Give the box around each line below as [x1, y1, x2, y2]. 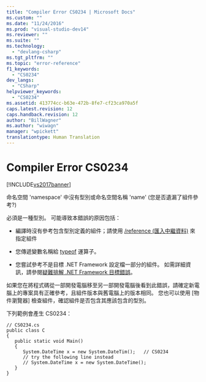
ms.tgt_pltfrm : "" [6, 54, 53, 61]
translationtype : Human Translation [6, 134, 100, 141]
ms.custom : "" [6, 15, 43, 21]
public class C [6, 327, 45, 334]
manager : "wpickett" [6, 129, 59, 135]
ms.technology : [6, 43, 45, 50]
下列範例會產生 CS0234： [6, 310, 72, 317]
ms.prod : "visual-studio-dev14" [6, 26, 89, 32]
